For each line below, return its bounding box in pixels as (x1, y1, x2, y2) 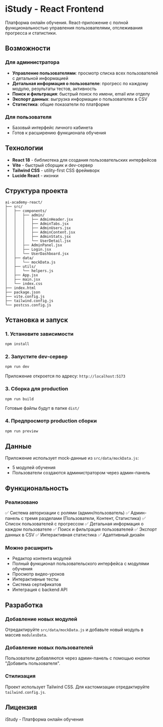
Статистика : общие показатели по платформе (12, 101, 110, 107)
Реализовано (5, 498, 38, 505)
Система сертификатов (12, 582, 62, 587)
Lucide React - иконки (12, 172, 59, 178)
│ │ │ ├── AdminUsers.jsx (5, 225, 71, 231)
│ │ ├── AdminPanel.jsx (5, 242, 63, 248)
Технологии (5, 144, 43, 152)
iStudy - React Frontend (5, 3, 104, 15)
